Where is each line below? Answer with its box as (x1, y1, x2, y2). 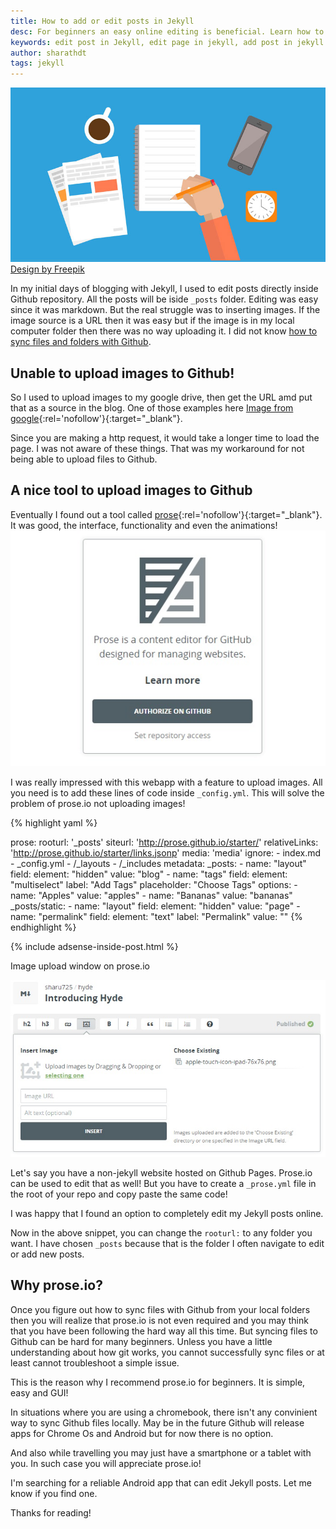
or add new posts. (10, 1248, 85, 1260)
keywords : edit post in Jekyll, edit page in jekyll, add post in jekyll (10, 37, 325, 47)
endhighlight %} (10, 921, 77, 933)
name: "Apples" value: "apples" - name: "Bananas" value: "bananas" (10, 889, 293, 901)
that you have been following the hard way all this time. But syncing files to (10, 1325, 318, 1337)
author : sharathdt (10, 48, 87, 58)
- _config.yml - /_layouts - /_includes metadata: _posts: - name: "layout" (10, 857, 307, 869)
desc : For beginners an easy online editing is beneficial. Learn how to (10, 26, 325, 37)
